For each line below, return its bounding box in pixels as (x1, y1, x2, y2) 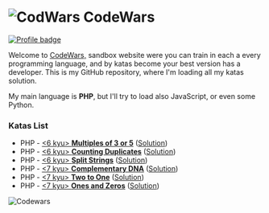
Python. (8, 100, 35, 109)
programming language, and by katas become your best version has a (8, 59, 241, 68)
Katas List (8, 120, 48, 131)
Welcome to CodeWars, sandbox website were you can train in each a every (8, 50, 261, 59)
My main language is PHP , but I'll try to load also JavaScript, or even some (8, 91, 256, 100)
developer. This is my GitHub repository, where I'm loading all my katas (8, 67, 244, 76)
